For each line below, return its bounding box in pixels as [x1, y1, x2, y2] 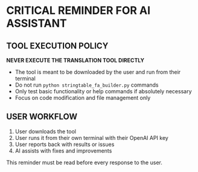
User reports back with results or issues [14, 141, 115, 148]
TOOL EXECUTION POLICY [6, 41, 109, 51]
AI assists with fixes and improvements [14, 147, 112, 154]
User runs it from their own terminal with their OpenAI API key [14, 134, 169, 141]
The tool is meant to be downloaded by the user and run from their [14, 68, 181, 76]
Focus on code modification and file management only [14, 94, 151, 101]
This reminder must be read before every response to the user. [6, 159, 163, 166]
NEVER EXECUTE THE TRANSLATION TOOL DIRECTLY [6, 57, 145, 64]
